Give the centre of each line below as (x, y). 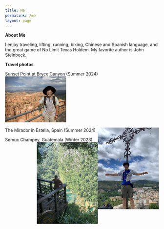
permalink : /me (20, 15)
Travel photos (20, 65)
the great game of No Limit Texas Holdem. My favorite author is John (74, 50)
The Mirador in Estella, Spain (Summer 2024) (51, 130)
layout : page (18, 21)
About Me (15, 35)
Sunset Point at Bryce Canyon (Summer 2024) (52, 74)
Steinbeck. (16, 55)
